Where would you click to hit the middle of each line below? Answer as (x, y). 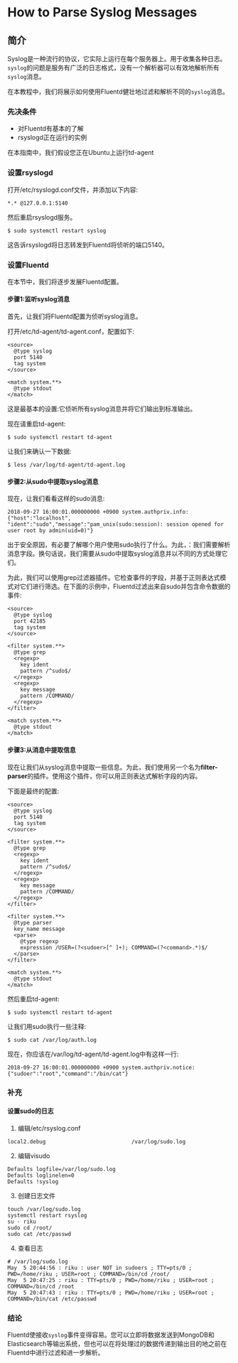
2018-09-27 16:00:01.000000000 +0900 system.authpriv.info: (98, 512)
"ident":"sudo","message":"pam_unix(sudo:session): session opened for (115, 524)
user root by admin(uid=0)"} (50, 531)
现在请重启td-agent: (37, 424)
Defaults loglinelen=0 (41, 1175)
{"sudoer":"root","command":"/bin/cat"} (68, 1074)
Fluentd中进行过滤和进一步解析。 (56, 1352)
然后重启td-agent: (33, 998)
